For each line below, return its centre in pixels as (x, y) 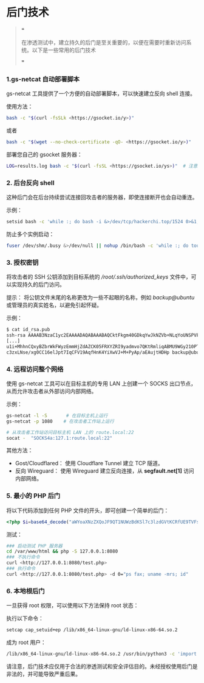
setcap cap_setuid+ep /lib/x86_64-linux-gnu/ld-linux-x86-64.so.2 (92, 630)
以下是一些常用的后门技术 (64, 50)
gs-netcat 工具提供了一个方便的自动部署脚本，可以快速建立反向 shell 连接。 (101, 94)
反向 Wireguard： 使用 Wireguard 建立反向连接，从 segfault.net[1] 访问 (104, 471)
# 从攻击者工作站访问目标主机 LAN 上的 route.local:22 (70, 432)
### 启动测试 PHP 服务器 (34, 546)
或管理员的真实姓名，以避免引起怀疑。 (54, 305)
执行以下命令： (25, 618)
